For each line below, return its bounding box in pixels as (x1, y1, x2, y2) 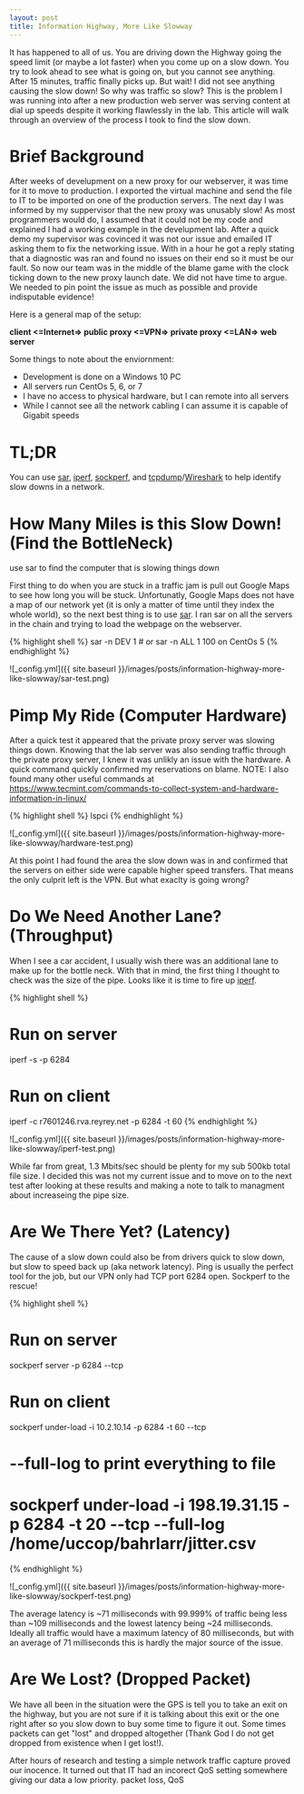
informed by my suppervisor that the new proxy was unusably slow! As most (9, 205, 296, 216)
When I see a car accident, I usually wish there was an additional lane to (9, 956, 279, 966)
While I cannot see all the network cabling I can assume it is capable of (22, 400, 289, 411)
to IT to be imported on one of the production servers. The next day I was (9, 195, 284, 206)
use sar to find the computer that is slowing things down (9, 563, 221, 573)
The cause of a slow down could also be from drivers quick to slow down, (9, 1251, 286, 1262)
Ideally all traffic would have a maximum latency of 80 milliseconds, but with (9, 1628, 295, 1638)
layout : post (9, 13, 59, 23)
